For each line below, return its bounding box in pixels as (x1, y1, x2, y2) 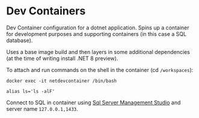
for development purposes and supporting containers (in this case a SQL (6, 30, 187, 37)
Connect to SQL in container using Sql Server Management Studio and (6, 99, 181, 106)
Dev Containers (6, 4, 86, 18)
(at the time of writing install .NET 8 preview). (6, 55, 118, 62)
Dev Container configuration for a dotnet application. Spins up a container (6, 24, 189, 31)
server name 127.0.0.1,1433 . (6, 105, 78, 112)
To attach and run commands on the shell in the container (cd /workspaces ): (6, 66, 194, 73)
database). (6, 37, 33, 44)
